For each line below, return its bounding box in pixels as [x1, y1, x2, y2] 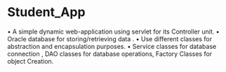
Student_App [7, 4, 86, 20]
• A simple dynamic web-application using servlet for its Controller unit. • [7, 27, 220, 36]
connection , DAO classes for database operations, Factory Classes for [7, 50, 213, 58]
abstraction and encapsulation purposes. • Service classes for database [7, 42, 217, 50]
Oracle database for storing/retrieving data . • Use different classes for [7, 34, 213, 43]
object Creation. [7, 57, 54, 65]
